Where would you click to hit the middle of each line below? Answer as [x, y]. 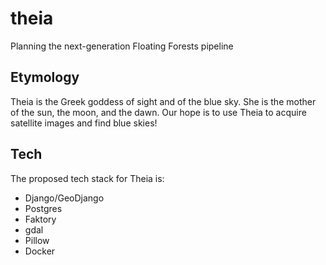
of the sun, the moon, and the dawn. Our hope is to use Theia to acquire [158, 112]
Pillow [37, 240]
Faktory [40, 219]
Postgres [43, 208]
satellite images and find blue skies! [84, 123]
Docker [40, 251]
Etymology [45, 77]
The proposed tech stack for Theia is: [87, 178]
